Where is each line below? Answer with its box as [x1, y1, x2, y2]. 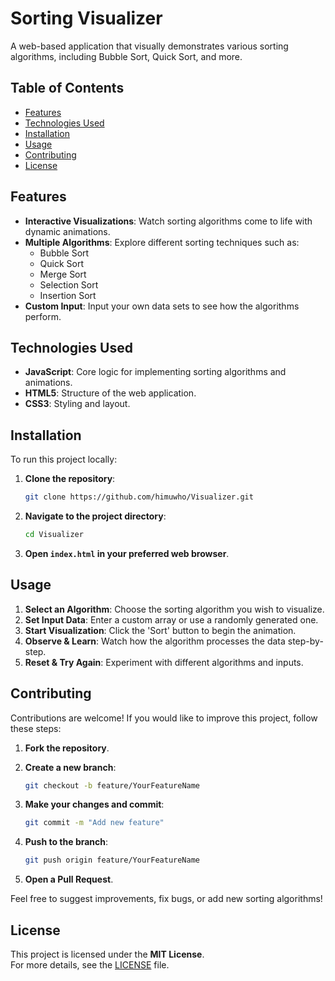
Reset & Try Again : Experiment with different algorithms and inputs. [24, 656, 304, 668]
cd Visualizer [24, 530, 84, 540]
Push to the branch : [24, 836, 109, 848]
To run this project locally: [10, 453, 118, 466]
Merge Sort [39, 268, 87, 280]
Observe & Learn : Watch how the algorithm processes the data [24, 635, 286, 647]
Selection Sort [39, 278, 99, 291]
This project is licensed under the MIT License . [10, 948, 205, 960]
